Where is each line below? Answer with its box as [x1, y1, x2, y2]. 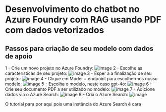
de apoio [5, 52, 33, 60]
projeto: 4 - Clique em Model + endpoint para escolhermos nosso [5, 76, 158, 81]
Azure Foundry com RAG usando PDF [5, 14, 162, 25]
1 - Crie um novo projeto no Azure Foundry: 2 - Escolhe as [5, 65, 143, 71]
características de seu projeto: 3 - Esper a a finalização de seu [5, 70, 152, 76]
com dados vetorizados [5, 25, 104, 36]
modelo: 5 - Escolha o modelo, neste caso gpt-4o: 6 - [5, 81, 152, 87]
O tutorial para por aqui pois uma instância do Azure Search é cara [5, 101, 141, 107]
